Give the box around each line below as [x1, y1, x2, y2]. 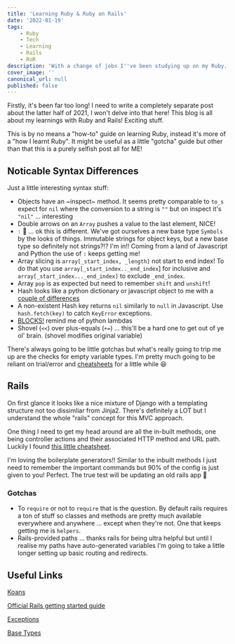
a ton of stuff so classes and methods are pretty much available [17, 511, 202, 520]
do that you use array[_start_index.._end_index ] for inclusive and [17, 264, 210, 273]
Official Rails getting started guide [7, 601, 105, 610]
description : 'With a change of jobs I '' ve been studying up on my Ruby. [7, 62, 228, 69]
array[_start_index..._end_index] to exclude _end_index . [17, 271, 185, 281]
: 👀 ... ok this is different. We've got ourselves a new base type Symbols [17, 227, 223, 236]
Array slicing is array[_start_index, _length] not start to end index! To [17, 257, 224, 265]
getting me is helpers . [17, 527, 81, 535]
